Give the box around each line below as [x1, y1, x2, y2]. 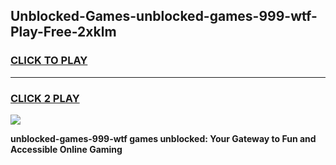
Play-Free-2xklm [10, 24, 117, 41]
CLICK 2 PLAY [10, 91, 80, 105]
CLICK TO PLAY [10, 54, 88, 68]
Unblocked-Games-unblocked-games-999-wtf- [10, 8, 318, 25]
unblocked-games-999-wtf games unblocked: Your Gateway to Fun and [10, 132, 317, 144]
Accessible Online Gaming [10, 143, 123, 155]
